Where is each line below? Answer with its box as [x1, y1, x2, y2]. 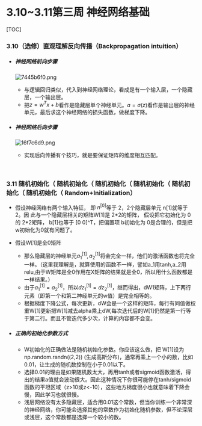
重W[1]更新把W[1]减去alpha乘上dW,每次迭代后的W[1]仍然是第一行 [23, 307, 186, 315]
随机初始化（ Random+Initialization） [26, 189, 136, 197]
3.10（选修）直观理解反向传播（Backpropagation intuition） [6, 42, 182, 50]
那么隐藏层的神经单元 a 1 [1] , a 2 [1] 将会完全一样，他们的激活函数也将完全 [23, 251, 195, 261]
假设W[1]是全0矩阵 [14, 239, 62, 247]
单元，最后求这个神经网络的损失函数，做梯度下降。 [23, 109, 151, 116]
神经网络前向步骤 [14, 58, 58, 65]
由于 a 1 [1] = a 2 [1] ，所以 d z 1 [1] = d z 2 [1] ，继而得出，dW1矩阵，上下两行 [23, 282, 191, 292]
